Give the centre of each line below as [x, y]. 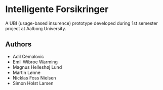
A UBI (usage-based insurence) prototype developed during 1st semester [81, 23]
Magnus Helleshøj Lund [37, 67]
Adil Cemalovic [28, 56]
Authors [18, 44]
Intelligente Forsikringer [57, 9]
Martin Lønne [26, 72]
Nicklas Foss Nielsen [34, 78]
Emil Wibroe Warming [35, 62]
